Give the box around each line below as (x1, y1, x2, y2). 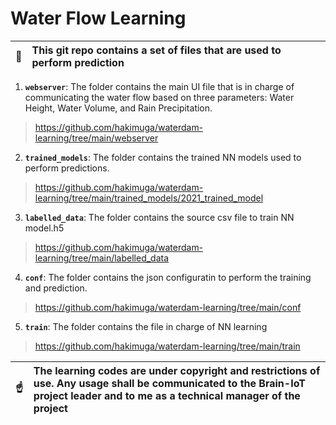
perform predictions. (24, 162, 110, 174)
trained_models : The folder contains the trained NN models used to (24, 151, 302, 163)
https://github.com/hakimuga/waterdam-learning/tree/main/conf (34, 301, 302, 313)
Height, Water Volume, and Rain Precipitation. (24, 102, 213, 114)
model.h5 (24, 222, 65, 234)
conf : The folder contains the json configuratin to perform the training (24, 271, 312, 283)
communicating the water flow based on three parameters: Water (24, 91, 295, 103)
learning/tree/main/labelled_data (34, 252, 170, 264)
